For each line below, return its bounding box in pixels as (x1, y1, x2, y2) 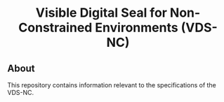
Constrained (18, 20, 93, 36)
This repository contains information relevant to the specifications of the (7, 81, 216, 89)
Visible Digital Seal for (35, 5, 167, 21)
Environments (94, 20, 178, 36)
